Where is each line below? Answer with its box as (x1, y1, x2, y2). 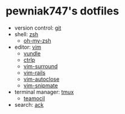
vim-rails (23, 69, 46, 76)
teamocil (23, 95, 45, 102)
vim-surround (23, 62, 58, 70)
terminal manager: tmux (14, 88, 74, 95)
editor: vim (14, 43, 42, 51)
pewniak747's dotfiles (5, 4, 119, 18)
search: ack (14, 101, 44, 108)
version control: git (14, 24, 62, 31)
